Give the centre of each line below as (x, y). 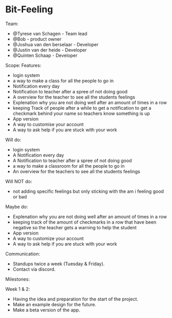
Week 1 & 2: (18, 289)
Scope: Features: (23, 65)
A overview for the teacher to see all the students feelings (74, 97)
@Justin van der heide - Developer (50, 50)
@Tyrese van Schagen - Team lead (50, 33)
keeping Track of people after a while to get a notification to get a (82, 108)
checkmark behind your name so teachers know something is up (81, 113)
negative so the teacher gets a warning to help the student (75, 227)
